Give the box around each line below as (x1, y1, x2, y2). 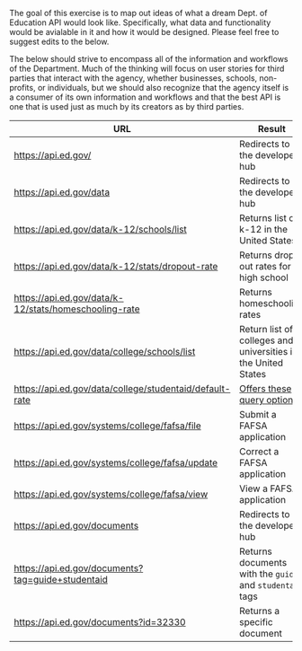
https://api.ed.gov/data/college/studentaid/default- (13, 383, 231, 394)
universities (239, 346, 289, 357)
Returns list (239, 212, 288, 224)
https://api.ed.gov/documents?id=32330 (13, 616, 186, 628)
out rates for (239, 260, 292, 272)
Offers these (239, 383, 292, 394)
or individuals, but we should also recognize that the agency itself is (37, 83, 289, 92)
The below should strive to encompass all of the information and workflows (9, 54, 289, 64)
